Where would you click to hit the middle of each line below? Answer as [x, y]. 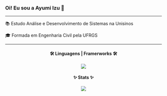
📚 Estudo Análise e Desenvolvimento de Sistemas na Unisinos [69, 24]
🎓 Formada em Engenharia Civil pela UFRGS [51, 35]
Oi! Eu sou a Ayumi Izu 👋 [35, 8]
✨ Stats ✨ [83, 77]
